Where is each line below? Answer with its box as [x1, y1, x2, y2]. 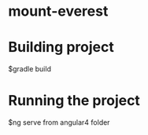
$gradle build [8, 64, 51, 74]
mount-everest [8, 2, 109, 20]
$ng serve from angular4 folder [8, 118, 110, 127]
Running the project [8, 92, 140, 110]
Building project [8, 38, 114, 57]
